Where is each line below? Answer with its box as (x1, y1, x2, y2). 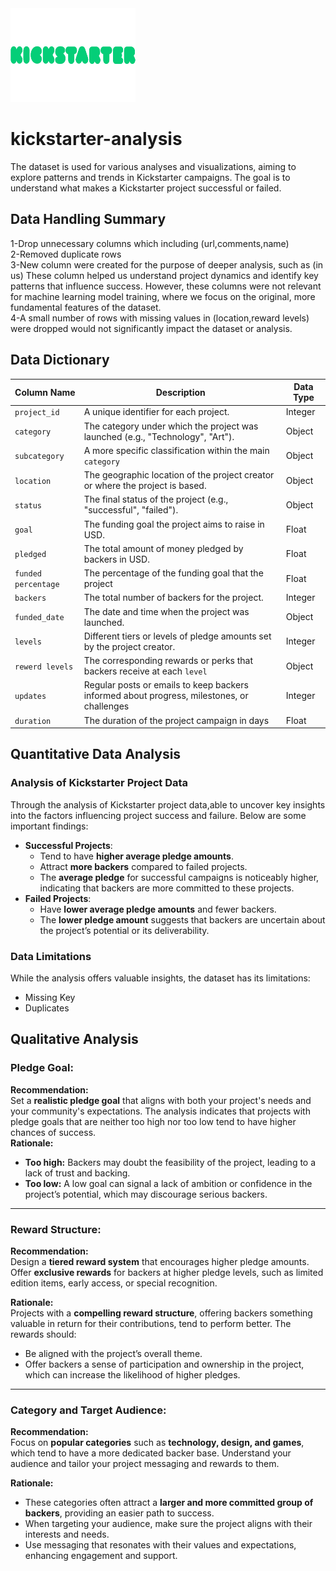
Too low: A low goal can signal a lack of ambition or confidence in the (24, 1177, 313, 1189)
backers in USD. (83, 553, 150, 565)
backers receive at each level (83, 665, 208, 677)
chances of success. (10, 1126, 97, 1138)
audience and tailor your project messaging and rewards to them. (10, 1458, 280, 1470)
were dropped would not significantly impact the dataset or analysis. (10, 322, 293, 334)
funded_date (14, 613, 65, 623)
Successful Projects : (24, 839, 113, 851)
